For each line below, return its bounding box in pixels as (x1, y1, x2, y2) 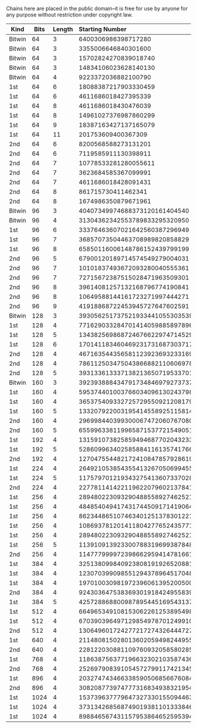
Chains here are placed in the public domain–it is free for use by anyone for (6, 5, 188, 12)
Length (52, 25, 73, 33)
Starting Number (79, 25, 127, 33)
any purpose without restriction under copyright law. (6, 11, 133, 18)
